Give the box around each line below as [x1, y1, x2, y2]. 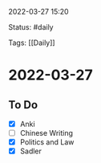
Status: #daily [8, 22, 54, 31]
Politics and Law [19, 137, 75, 147]
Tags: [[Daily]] [8, 38, 55, 47]
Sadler [19, 146, 42, 156]
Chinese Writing [19, 128, 74, 138]
